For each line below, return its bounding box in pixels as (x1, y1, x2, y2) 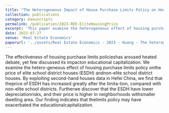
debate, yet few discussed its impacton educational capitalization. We (5, 59, 150, 65)
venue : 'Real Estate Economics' (5, 36, 73, 41)
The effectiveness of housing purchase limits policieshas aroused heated (5, 54, 157, 60)
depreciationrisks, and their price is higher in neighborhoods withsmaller (5, 91, 156, 97)
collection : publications (5, 12, 59, 17)
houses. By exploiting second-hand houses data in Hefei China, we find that (5, 75, 163, 81)
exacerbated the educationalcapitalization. (5, 101, 94, 108)
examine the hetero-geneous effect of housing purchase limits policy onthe (5, 64, 161, 70)
